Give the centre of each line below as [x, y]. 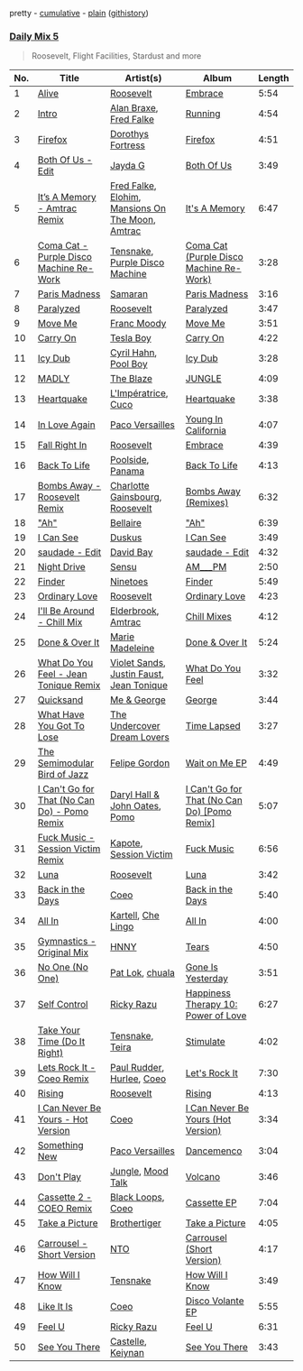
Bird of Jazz [63, 775]
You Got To [61, 726]
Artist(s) [143, 78]
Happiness [208, 993]
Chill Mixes [209, 617]
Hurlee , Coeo [138, 1079]
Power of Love [216, 1016]
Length [274, 78]
